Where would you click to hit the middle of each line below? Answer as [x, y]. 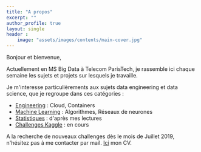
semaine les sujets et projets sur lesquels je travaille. [72, 75]
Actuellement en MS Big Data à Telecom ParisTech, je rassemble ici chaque [101, 69]
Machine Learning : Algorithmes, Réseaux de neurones [84, 112]
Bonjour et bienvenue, [34, 57]
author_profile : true [34, 23]
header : [17, 35]
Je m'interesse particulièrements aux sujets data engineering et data [92, 87]
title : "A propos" [29, 12]
